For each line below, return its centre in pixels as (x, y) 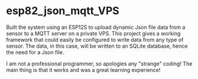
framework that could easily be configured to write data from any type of (95, 39)
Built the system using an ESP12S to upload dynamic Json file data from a (96, 27)
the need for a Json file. (35, 52)
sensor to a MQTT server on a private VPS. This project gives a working (93, 33)
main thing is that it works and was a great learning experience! (83, 70)
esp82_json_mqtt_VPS (63, 11)
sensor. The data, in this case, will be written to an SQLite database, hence (97, 46)
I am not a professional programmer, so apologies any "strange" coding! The (99, 64)
